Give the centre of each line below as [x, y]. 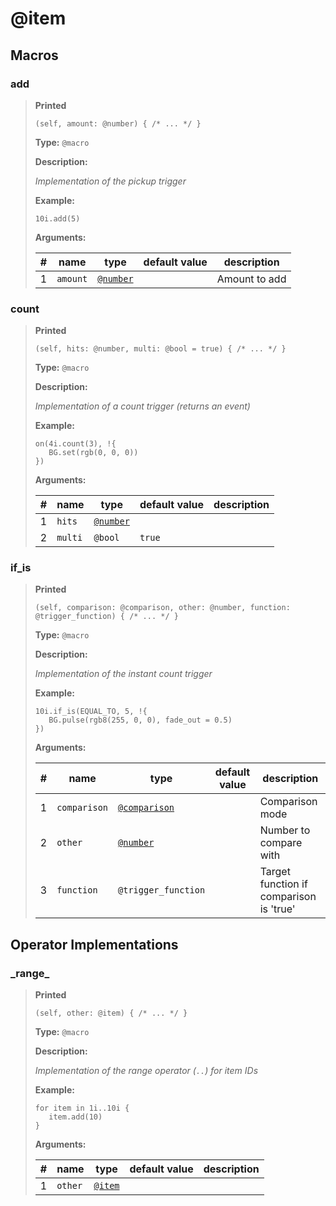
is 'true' [277, 909]
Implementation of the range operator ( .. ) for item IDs [146, 1071]
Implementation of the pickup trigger [110, 181]
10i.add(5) [57, 218]
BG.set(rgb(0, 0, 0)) [93, 453]
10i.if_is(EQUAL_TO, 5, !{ [91, 712]
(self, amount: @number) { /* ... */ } [118, 123]
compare [281, 843]
